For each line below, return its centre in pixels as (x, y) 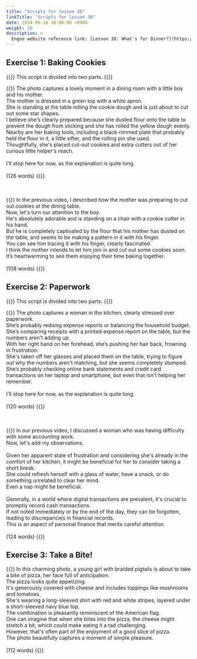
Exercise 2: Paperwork (48, 287)
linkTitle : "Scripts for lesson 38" (51, 17)
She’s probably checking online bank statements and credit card (84, 369)
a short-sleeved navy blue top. (43, 607)
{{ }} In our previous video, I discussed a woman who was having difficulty (95, 430)
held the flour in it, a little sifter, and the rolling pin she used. (78, 138)
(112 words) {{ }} (25, 650)
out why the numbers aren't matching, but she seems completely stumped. (97, 362)
